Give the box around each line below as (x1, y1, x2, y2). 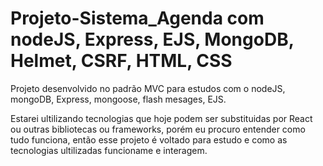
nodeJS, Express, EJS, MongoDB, (10, 28, 295, 51)
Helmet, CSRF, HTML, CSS (10, 50, 233, 72)
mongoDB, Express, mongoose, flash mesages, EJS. (10, 93, 227, 105)
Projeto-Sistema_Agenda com (10, 7, 265, 30)
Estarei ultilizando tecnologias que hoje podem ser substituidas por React (10, 112, 313, 124)
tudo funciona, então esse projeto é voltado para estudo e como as (10, 133, 288, 146)
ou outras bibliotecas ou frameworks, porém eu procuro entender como (10, 123, 306, 135)
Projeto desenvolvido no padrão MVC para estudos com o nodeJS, (10, 82, 286, 94)
